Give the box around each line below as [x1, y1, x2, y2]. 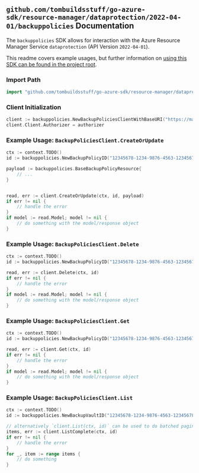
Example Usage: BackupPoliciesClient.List [6, 393, 133, 402]
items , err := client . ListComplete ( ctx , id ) [6, 429, 118, 435]
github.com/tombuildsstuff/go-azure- [6, 5, 146, 14]
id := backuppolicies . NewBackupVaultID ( [6, 412, 108, 418]
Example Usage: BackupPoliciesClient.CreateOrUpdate [6, 136, 164, 144]
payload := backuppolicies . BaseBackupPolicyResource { [6, 166, 142, 172]
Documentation [75, 21, 134, 31]
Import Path [6, 75, 41, 84]
